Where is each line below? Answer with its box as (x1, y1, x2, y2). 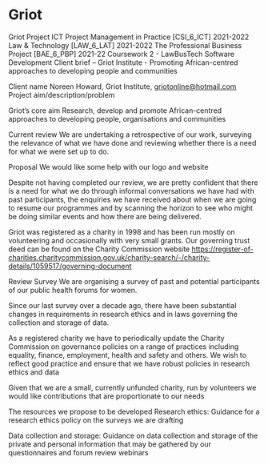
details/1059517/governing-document (8, 261, 132, 271)
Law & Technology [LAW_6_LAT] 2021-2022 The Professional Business (8, 40, 242, 50)
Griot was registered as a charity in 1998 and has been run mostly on (8, 226, 236, 237)
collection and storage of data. (8, 318, 110, 327)
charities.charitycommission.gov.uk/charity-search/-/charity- (8, 252, 210, 262)
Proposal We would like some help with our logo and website (8, 162, 209, 171)
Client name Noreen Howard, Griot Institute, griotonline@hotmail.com (8, 82, 237, 91)
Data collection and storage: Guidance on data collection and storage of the (8, 431, 258, 440)
